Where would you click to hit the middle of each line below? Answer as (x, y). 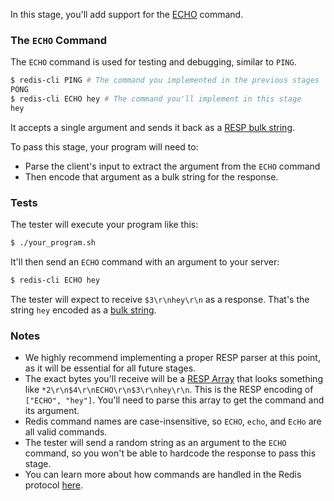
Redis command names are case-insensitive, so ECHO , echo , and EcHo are (173, 421)
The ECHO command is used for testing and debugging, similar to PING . (153, 62)
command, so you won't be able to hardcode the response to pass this (170, 453)
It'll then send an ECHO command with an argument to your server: (145, 261)
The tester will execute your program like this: (104, 225)
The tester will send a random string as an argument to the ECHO (155, 443)
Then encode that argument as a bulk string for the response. (151, 176)
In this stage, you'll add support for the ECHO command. (127, 14)
